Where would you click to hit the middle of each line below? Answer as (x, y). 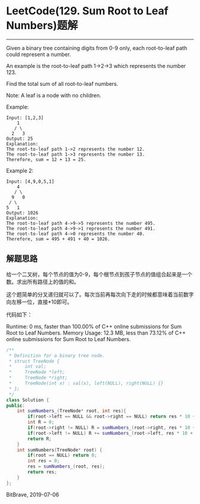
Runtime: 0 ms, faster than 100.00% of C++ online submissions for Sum (94, 326)
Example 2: (20, 171)
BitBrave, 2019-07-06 (33, 494)
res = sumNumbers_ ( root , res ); (66, 466)
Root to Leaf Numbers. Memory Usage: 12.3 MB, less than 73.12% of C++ (96, 333)
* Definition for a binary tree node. (57, 355)
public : (16, 406)
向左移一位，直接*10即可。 (39, 302)
